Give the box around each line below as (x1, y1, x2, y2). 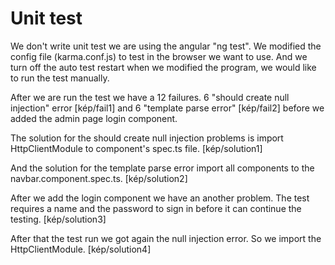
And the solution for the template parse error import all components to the (10, 162, 315, 174)
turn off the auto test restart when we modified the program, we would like (10, 61, 317, 73)
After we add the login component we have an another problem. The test (10, 192, 310, 204)
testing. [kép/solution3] (10, 213, 107, 225)
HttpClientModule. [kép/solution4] (10, 243, 152, 255)
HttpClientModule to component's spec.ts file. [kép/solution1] (10, 142, 263, 154)
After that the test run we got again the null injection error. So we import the (10, 232, 322, 244)
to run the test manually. (10, 72, 110, 84)
